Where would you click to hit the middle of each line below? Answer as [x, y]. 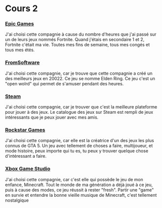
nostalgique [17, 200]
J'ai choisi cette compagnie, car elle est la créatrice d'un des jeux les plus [80, 141]
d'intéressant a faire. [26, 156]
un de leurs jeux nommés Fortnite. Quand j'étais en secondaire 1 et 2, [75, 40]
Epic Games [20, 24]
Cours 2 [22, 9]
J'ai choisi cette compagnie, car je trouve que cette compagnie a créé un [79, 73]
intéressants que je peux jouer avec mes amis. [52, 117]
